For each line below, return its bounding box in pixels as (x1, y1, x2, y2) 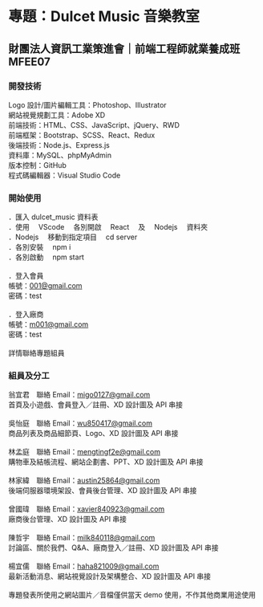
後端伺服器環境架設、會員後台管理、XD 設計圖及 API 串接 (8, 486, 197, 495)
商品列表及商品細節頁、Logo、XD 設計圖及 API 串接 (8, 429, 179, 438)
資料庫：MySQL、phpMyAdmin (8, 150, 112, 160)
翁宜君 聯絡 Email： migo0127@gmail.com (8, 390, 151, 400)
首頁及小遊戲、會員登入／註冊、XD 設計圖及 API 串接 (8, 400, 183, 409)
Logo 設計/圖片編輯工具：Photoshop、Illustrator (8, 100, 167, 109)
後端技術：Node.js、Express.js (8, 140, 110, 149)
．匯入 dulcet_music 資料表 (8, 212, 99, 222)
